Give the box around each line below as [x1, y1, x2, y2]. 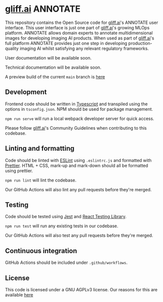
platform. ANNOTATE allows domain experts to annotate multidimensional [5, 30, 153, 36]
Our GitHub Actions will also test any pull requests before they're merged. [5, 233, 153, 239]
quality [5, 45, 19, 51]
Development [5, 88, 47, 96]
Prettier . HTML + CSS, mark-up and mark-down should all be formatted [5, 162, 148, 168]
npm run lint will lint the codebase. [5, 177, 77, 183]
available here [5, 292, 33, 298]
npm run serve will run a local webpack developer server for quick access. [5, 116, 155, 121]
